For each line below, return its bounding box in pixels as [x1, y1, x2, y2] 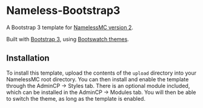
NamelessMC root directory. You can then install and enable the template [6, 75, 189, 83]
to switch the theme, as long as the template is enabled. [6, 95, 145, 102]
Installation [6, 53, 50, 64]
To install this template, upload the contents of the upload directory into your [6, 69, 197, 76]
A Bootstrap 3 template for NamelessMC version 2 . [6, 24, 133, 31]
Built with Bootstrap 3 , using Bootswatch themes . [6, 35, 129, 42]
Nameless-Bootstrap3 [6, 4, 121, 18]
